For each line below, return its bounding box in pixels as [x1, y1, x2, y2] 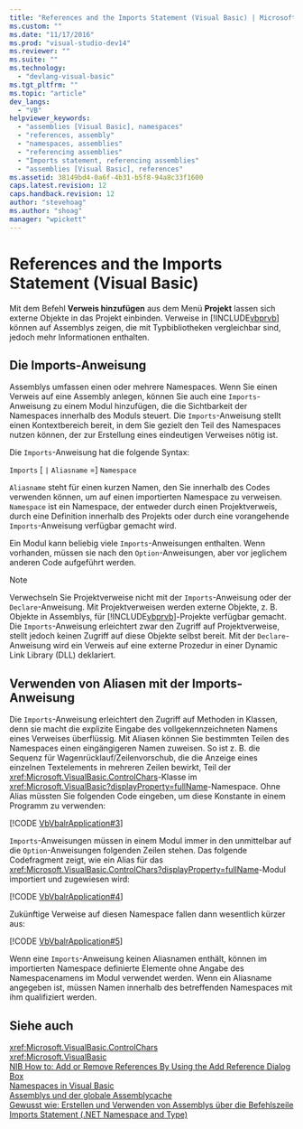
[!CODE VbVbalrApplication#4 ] [9, 891, 124, 902]
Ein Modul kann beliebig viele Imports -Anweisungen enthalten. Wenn [9, 538, 266, 549]
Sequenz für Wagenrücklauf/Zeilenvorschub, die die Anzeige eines [9, 752, 259, 763]
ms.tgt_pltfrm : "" [9, 80, 78, 89]
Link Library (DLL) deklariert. [9, 649, 116, 660]
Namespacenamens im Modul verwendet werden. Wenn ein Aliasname [9, 973, 272, 984]
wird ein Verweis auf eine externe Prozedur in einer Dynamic [52, 640, 278, 651]
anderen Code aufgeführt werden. [9, 557, 137, 568]
